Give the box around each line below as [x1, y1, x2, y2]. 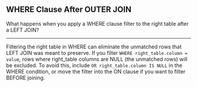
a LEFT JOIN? [6, 26, 39, 33]
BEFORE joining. [6, 74, 45, 81]
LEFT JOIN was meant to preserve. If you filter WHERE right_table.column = [6, 49, 188, 56]
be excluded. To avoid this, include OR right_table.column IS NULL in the [6, 61, 183, 69]
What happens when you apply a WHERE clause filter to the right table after [6, 20, 189, 27]
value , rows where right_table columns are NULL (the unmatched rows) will [6, 55, 188, 62]
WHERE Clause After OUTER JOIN [6, 5, 132, 15]
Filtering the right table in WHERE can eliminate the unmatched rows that [6, 43, 182, 50]
